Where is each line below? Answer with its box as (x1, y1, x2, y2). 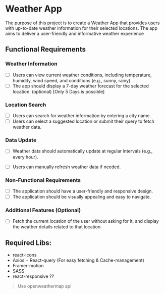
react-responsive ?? (12, 273, 54, 279)
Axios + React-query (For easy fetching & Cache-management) (12, 257, 145, 263)
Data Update (5, 137, 37, 144)
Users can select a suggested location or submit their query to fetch (12, 118, 155, 124)
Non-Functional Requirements (5, 176, 81, 183)
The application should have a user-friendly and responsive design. (12, 188, 153, 194)
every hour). (12, 154, 39, 160)
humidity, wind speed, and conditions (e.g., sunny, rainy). (12, 77, 132, 83)
